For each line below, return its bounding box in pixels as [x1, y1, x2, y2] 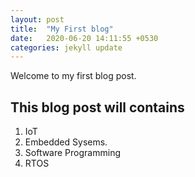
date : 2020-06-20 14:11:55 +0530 [10, 33, 159, 43]
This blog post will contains [10, 99, 185, 116]
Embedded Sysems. [24, 136, 108, 148]
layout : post [10, 14, 65, 25]
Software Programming [24, 147, 121, 159]
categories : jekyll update [10, 42, 123, 53]
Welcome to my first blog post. [10, 70, 137, 82]
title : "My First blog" [10, 24, 114, 34]
